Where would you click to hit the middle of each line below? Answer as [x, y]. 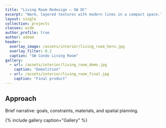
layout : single [21, 19]
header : [13, 42]
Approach [21, 99]
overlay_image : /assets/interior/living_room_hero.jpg [67, 46]
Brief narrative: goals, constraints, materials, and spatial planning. [72, 110]
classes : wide [20, 28]
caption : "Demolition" [37, 70]
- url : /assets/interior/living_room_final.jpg [60, 74]
